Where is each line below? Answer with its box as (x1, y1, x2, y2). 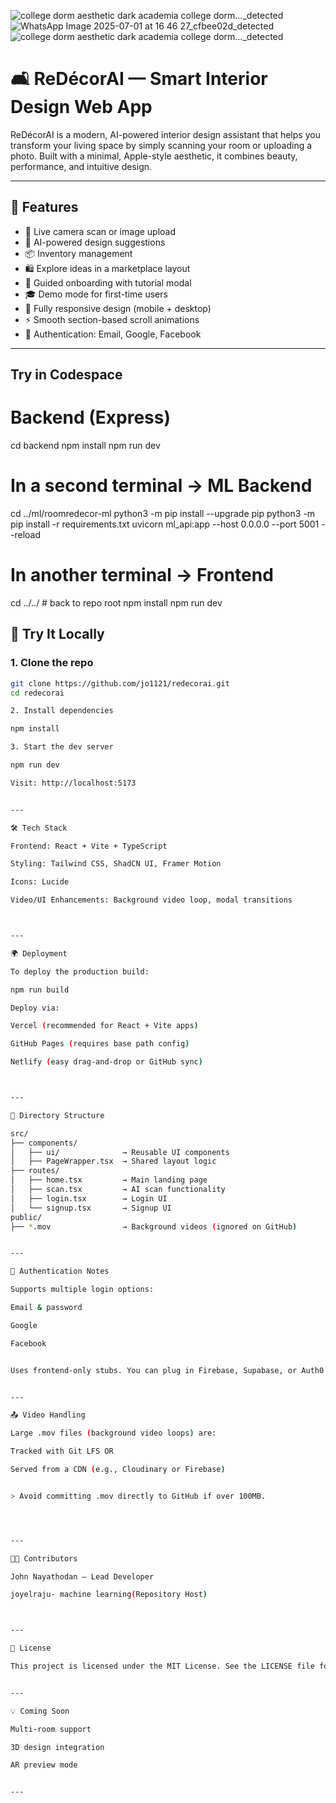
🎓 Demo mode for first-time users (24, 288, 168, 300)
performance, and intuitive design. (10, 160, 153, 172)
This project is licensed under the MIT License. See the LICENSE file (10, 1661, 315, 1672)
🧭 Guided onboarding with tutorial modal (24, 276, 192, 289)
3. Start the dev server (10, 742, 114, 752)
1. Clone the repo (10, 656, 94, 670)
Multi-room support (10, 1724, 92, 1734)
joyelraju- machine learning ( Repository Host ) (10, 1590, 208, 1600)
